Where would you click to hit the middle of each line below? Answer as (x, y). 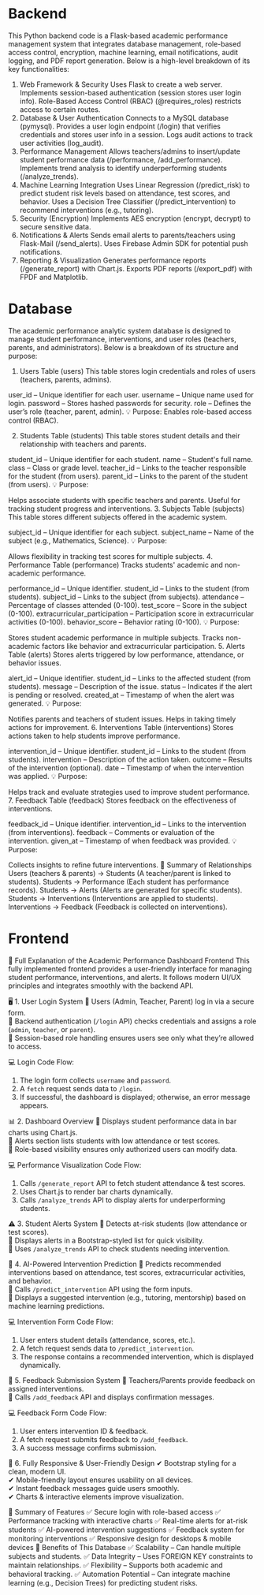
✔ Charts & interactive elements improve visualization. (96, 1496)
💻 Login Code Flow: (41, 1062)
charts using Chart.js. (43, 1132)
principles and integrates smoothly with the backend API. (101, 986)
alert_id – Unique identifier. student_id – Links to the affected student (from (129, 678)
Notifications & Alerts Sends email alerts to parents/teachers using (127, 235)
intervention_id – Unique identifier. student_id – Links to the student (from (127, 751)
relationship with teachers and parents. (83, 444)
